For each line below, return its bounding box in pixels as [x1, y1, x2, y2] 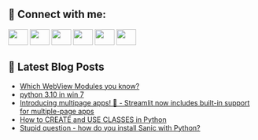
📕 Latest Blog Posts [8, 61, 105, 74]
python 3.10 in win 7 [19, 90, 84, 99]
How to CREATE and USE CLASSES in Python [19, 115, 167, 124]
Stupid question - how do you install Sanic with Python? [19, 123, 201, 132]
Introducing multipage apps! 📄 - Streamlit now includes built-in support [19, 98, 250, 107]
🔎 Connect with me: [8, 8, 106, 21]
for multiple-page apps [19, 106, 94, 116]
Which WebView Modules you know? [19, 81, 140, 90]
